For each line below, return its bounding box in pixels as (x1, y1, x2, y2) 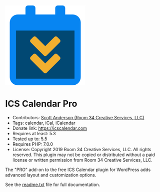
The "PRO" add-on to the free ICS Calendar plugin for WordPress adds (5, 167, 151, 173)
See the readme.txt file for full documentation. (5, 182, 100, 188)
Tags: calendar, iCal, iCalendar (12, 120, 76, 126)
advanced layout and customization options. (5, 172, 96, 178)
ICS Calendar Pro (5, 98, 77, 110)
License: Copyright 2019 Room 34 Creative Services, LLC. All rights (12, 146, 151, 152)
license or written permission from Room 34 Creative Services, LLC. (12, 157, 152, 163)
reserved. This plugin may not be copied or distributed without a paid (12, 152, 155, 158)
